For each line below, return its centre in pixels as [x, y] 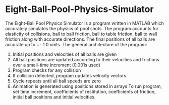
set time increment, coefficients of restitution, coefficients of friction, [84, 91]
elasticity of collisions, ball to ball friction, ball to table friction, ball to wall [81, 34]
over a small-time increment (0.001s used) [57, 65]
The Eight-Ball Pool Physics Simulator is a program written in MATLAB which [84, 23]
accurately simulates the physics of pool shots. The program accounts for [82, 28]
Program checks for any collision [47, 70]
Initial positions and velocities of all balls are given [65, 54]
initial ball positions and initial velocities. [54, 97]
